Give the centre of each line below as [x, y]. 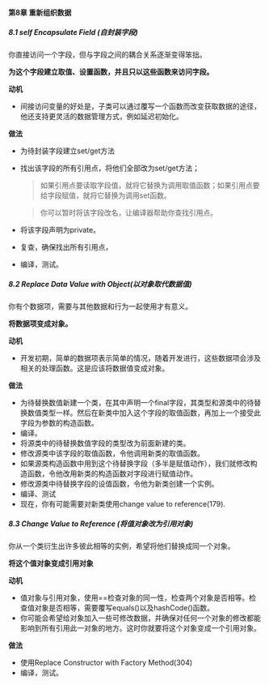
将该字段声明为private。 [60, 229]
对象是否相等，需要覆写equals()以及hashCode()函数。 [124, 607]
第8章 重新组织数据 [40, 12]
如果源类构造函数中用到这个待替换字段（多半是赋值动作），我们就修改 [135, 463]
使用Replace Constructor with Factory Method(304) [106, 662]
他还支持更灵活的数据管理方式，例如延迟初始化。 [101, 116]
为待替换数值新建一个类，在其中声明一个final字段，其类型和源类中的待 [137, 402]
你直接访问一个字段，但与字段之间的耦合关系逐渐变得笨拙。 [107, 54]
